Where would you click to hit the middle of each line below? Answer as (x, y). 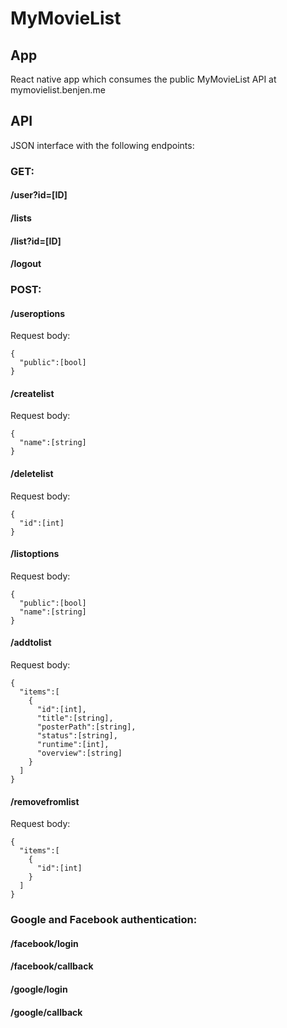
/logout (26, 264)
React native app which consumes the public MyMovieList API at (143, 79)
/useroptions (38, 313)
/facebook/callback (52, 966)
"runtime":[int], (73, 745)
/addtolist (31, 643)
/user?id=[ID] (39, 195)
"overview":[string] (79, 753)
